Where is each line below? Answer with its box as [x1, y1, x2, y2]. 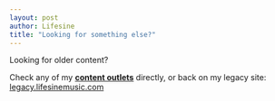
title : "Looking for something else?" [9, 30, 156, 39]
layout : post [9, 13, 59, 23]
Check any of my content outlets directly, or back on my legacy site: [9, 72, 267, 83]
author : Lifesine [9, 22, 75, 31]
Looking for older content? [9, 55, 109, 66]
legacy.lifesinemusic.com [9, 82, 104, 93]
